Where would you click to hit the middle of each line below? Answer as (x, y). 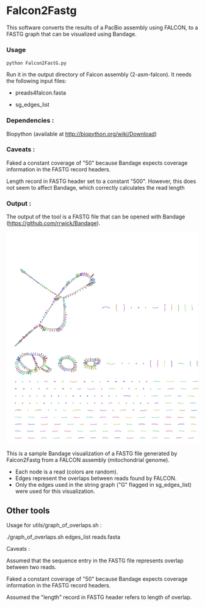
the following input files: (37, 81)
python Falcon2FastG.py (37, 63)
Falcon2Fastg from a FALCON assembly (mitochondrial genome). (88, 460)
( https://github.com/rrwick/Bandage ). (53, 223)
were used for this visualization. (55, 491)
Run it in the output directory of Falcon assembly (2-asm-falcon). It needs (99, 74)
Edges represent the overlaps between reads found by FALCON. (96, 478)
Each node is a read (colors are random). (67, 472)
